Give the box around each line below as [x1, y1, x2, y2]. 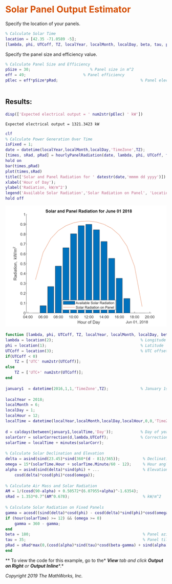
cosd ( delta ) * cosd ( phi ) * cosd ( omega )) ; [14, 472, 95, 478]
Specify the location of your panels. [5, 20, 81, 27]
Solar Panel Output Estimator [5, 4, 131, 15]
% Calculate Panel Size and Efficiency [5, 61, 91, 67]
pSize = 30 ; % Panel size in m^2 [5, 67, 134, 72]
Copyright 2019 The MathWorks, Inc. [5, 572, 83, 579]
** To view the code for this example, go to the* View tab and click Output [5, 557, 164, 564]
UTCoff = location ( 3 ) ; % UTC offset [5, 348, 168, 354]
